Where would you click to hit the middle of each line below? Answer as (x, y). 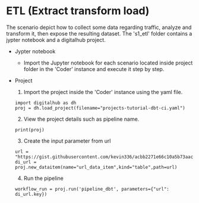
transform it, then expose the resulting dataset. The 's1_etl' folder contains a (99, 33)
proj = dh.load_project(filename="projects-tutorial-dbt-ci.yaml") (100, 108)
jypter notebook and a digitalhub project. (56, 40)
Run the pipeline (43, 178)
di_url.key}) (31, 194)
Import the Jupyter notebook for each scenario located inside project (108, 63)
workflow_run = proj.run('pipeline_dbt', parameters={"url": (92, 189)
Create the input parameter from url (67, 141)
